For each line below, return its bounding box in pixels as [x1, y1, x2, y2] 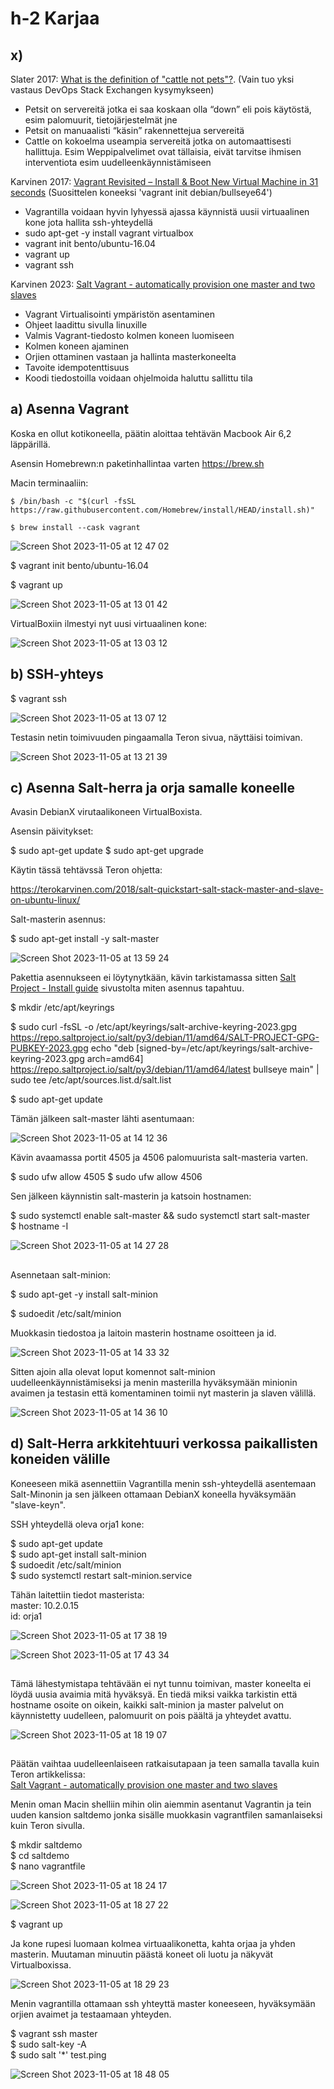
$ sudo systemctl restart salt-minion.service [10, 1569, 193, 1581]
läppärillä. [10, 438, 51, 450]
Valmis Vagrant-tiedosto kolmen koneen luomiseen [24, 330, 235, 341]
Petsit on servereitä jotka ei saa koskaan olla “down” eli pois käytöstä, [24, 103, 312, 115]
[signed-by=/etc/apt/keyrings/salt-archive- [136, 1042, 314, 1054]
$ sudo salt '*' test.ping [10, 2049, 107, 2061]
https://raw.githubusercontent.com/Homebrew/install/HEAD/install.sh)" [10, 505, 315, 515]
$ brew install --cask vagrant [10, 522, 141, 532]
